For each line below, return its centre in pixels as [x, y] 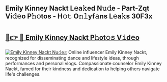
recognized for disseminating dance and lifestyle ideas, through [72, 58]
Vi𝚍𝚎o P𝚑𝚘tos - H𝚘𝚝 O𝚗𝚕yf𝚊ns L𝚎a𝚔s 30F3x [79, 17]
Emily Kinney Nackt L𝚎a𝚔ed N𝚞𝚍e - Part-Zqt [77, 8]
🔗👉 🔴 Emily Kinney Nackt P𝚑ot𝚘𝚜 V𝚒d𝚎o [73, 37]
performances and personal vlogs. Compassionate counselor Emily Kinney [83, 63]
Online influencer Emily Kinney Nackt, [108, 52]
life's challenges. [23, 74]
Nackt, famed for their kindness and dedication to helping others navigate [82, 69]
